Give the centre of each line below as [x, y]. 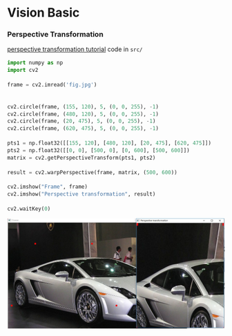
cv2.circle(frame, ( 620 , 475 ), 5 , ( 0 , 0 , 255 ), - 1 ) [83, 129]
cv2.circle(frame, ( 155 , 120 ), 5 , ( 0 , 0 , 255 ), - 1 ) [83, 106]
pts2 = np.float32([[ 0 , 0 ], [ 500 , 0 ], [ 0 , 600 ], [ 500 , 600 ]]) [98, 150]
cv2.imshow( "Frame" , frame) [48, 187]
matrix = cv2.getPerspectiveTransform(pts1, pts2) [81, 158]
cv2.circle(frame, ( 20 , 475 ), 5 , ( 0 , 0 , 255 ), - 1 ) [81, 121]
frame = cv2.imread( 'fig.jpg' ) [52, 85]
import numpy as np [35, 63]
